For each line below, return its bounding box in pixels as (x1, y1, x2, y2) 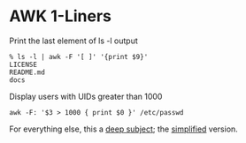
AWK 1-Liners (9, 6, 112, 26)
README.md (9, 68, 46, 77)
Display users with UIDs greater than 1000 (9, 91, 163, 102)
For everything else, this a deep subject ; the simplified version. (9, 124, 239, 134)
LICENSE (9, 60, 38, 69)
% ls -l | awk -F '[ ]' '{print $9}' (9, 52, 149, 61)
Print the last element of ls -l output (9, 35, 139, 46)
